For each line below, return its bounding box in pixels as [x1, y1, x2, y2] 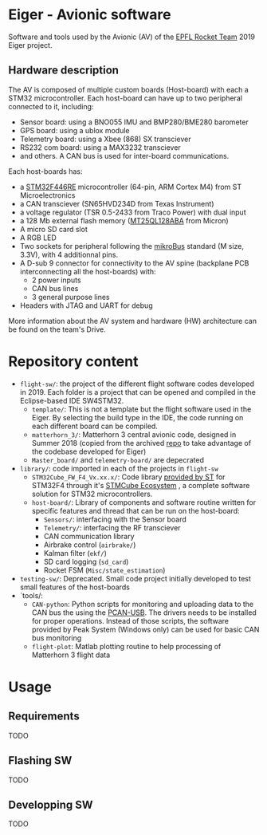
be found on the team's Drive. [8, 325, 106, 334]
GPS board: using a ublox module [19, 125, 130, 135]
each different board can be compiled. [31, 421, 158, 431]
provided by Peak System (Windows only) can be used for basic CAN [31, 624, 260, 634]
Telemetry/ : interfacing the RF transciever [43, 522, 181, 532]
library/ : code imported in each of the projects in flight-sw [19, 463, 219, 473]
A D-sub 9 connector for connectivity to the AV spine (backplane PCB [19, 258, 249, 268]
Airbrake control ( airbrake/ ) [43, 540, 136, 549]
